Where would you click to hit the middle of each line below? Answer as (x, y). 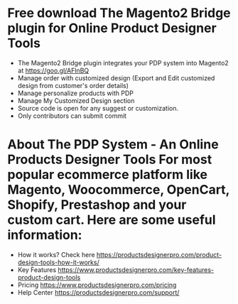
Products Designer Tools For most (110, 159)
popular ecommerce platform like (108, 175)
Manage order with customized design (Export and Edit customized (116, 78)
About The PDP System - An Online (113, 145)
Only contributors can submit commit (72, 116)
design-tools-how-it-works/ (58, 262)
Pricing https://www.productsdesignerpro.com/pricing (97, 285)
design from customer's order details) (73, 85)
